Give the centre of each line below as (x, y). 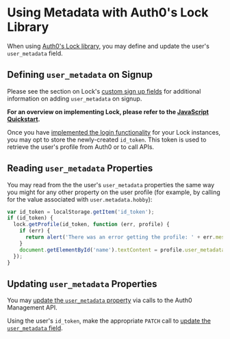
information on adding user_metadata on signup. (75, 98)
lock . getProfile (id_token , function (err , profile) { (91, 225)
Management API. (32, 308)
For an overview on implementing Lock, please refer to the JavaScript (108, 111)
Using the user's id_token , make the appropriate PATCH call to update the (109, 321)
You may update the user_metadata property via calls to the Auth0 (100, 300)
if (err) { (35, 231)
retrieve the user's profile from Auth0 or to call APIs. (81, 147)
